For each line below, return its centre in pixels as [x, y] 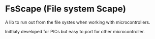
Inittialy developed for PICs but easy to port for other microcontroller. [75, 31]
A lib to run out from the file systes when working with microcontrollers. [78, 22]
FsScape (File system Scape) [66, 9]
